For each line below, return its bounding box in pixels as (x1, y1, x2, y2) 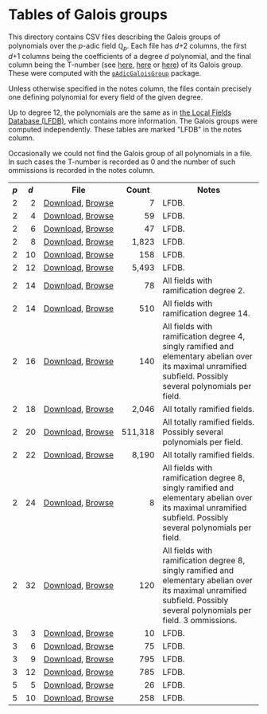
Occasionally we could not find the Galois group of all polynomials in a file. (8, 148, 253, 158)
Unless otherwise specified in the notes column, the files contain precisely (8, 84, 252, 93)
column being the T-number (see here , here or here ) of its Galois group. (8, 60, 244, 69)
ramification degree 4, (162, 331, 246, 342)
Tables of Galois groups (8, 6, 168, 24)
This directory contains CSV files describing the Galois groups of (8, 32, 221, 41)
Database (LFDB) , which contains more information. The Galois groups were (8, 116, 258, 125)
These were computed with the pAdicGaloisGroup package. (8, 68, 202, 77)
